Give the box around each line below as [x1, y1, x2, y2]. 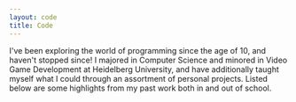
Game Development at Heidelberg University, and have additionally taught [9, 63, 279, 75]
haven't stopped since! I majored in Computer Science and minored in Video [9, 55, 288, 65]
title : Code [9, 21, 53, 30]
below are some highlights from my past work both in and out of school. [9, 83, 272, 93]
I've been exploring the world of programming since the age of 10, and [9, 45, 267, 55]
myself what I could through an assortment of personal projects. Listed [9, 73, 269, 84]
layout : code [9, 12, 58, 22]
